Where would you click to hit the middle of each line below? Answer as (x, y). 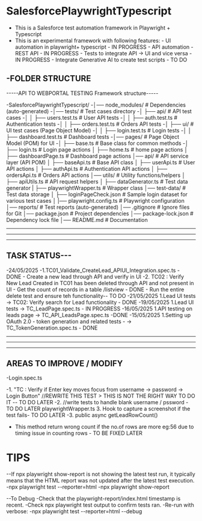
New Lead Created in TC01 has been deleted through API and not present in (100, 283)
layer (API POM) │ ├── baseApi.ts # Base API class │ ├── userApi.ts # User (101, 162)
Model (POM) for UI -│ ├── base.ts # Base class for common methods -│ (97, 143)
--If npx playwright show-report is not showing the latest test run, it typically (101, 474)
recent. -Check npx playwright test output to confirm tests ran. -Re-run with (100, 505)
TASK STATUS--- (39, 256)
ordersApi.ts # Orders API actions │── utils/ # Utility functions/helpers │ (96, 175)
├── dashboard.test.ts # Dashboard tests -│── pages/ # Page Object (93, 137)
